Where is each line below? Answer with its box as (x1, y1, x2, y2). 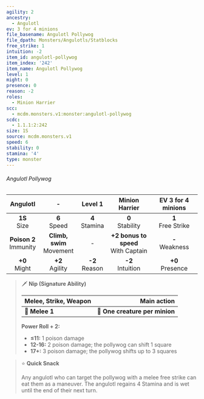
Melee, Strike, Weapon (24, 297, 92, 305)
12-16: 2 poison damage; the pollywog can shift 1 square (30, 341, 172, 348)
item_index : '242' (6, 60, 53, 66)
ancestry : (6, 15, 32, 21)
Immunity (9, 242, 36, 251)
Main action (140, 297, 175, 305)
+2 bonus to (111, 231, 147, 239)
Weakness (159, 242, 189, 251)
